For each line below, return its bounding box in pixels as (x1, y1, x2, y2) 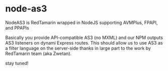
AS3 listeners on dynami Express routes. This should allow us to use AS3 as (5, 39, 163, 45)
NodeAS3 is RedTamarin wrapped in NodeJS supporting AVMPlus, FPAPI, (5, 19, 158, 25)
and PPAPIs (5, 24, 29, 30)
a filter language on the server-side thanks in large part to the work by (5, 45, 151, 51)
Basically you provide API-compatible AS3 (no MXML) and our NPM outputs (5, 34, 163, 40)
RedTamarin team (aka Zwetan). (5, 50, 72, 56)
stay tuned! (5, 60, 29, 66)
